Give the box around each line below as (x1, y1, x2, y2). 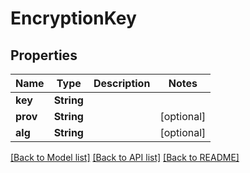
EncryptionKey (10, 7, 137, 30)
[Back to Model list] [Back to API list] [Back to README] (10, 152, 240, 163)
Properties (10, 47, 78, 64)
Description (93, 77, 151, 90)
